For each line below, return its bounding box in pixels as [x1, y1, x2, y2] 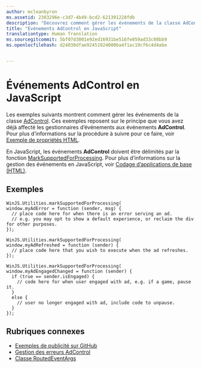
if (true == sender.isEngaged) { [11, 273, 95, 279]
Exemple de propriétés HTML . [6, 136, 80, 144]
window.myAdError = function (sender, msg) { [6, 205, 121, 211]
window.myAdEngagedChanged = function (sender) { [6, 268, 133, 274]
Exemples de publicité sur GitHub [14, 342, 98, 349]
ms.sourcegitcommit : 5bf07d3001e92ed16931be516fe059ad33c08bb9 [6, 37, 167, 42]
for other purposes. [6, 221, 58, 227]
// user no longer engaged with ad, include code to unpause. [17, 300, 175, 306]
